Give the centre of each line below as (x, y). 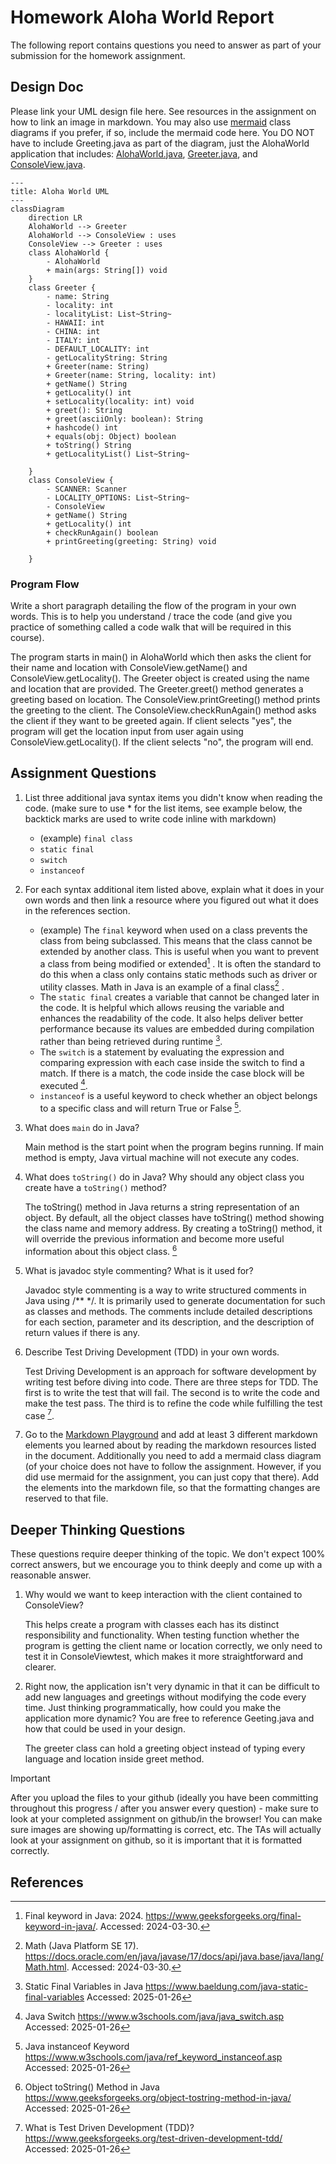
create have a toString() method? (95, 1188)
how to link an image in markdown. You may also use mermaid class (151, 122)
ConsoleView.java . (48, 164)
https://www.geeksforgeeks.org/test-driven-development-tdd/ (153, 2138)
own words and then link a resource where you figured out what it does (172, 900)
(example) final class (86, 838)
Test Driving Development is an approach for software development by (170, 1371)
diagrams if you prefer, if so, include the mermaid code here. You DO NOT (162, 132)
